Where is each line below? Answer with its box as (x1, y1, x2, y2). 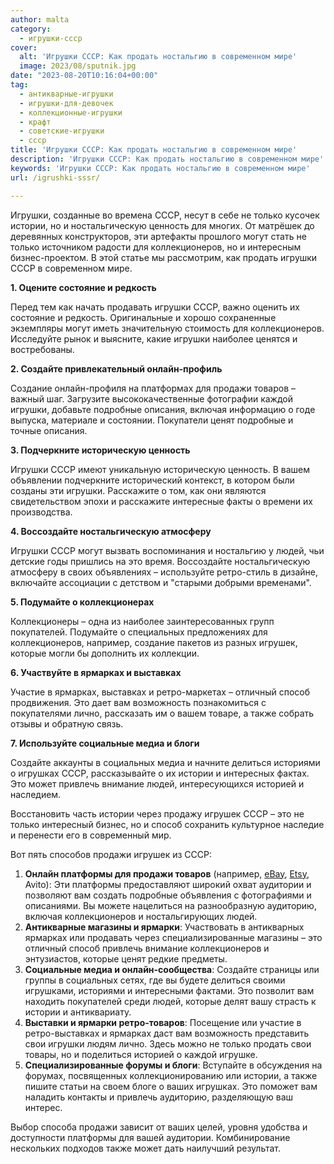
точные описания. (10, 424, 88, 436)
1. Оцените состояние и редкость (10, 281, 157, 293)
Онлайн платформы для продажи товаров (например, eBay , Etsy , (24, 867, 310, 880)
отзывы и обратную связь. (10, 717, 124, 730)
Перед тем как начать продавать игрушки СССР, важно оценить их (10, 301, 300, 313)
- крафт (19, 117, 52, 127)
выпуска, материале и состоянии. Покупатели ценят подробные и (10, 414, 294, 426)
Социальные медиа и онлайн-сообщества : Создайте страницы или (24, 963, 320, 975)
